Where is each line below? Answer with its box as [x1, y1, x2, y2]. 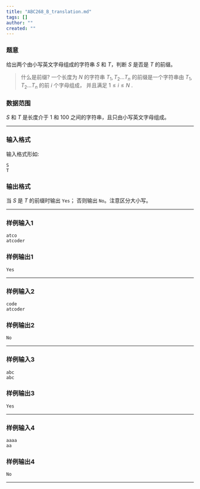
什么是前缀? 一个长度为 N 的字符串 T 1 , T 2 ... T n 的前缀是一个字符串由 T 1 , [20, 73, 192, 82]
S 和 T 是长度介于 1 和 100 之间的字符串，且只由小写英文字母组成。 [6, 114, 170, 121]
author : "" [6, 20, 33, 26]
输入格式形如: [6, 150, 40, 158]
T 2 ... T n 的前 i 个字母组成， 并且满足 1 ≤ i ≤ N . [20, 81, 133, 90]
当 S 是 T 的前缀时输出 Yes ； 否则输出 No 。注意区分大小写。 [6, 197, 152, 204]
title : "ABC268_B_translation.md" [6, 8, 92, 15]
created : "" [6, 25, 36, 32]
